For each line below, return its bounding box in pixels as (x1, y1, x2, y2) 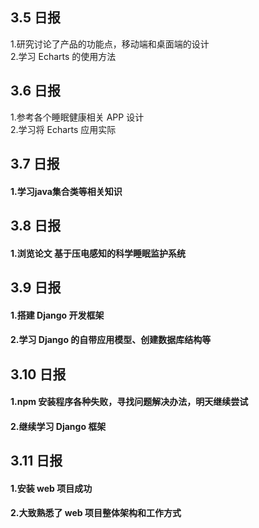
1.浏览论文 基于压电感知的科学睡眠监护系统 (10, 247, 187, 259)
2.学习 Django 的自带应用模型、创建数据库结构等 (10, 334, 212, 346)
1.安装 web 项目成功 (10, 482, 93, 494)
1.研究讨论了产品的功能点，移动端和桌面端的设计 (10, 38, 210, 50)
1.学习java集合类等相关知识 (10, 185, 123, 197)
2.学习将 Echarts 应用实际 (10, 123, 117, 135)
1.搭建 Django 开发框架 (10, 309, 105, 321)
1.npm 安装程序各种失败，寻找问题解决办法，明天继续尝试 (10, 396, 249, 408)
